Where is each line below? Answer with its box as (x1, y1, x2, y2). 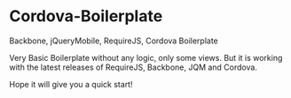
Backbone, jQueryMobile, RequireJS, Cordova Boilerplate (9, 35, 219, 46)
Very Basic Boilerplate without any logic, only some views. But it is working (9, 52, 283, 63)
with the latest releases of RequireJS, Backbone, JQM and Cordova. (9, 62, 257, 72)
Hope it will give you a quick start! (9, 79, 133, 89)
